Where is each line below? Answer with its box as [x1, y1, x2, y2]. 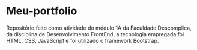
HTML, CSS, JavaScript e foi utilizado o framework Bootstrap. [6, 37, 159, 44]
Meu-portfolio [6, 4, 77, 18]
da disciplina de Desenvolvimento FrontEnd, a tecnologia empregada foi [6, 30, 184, 37]
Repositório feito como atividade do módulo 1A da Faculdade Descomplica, [6, 24, 192, 31]
